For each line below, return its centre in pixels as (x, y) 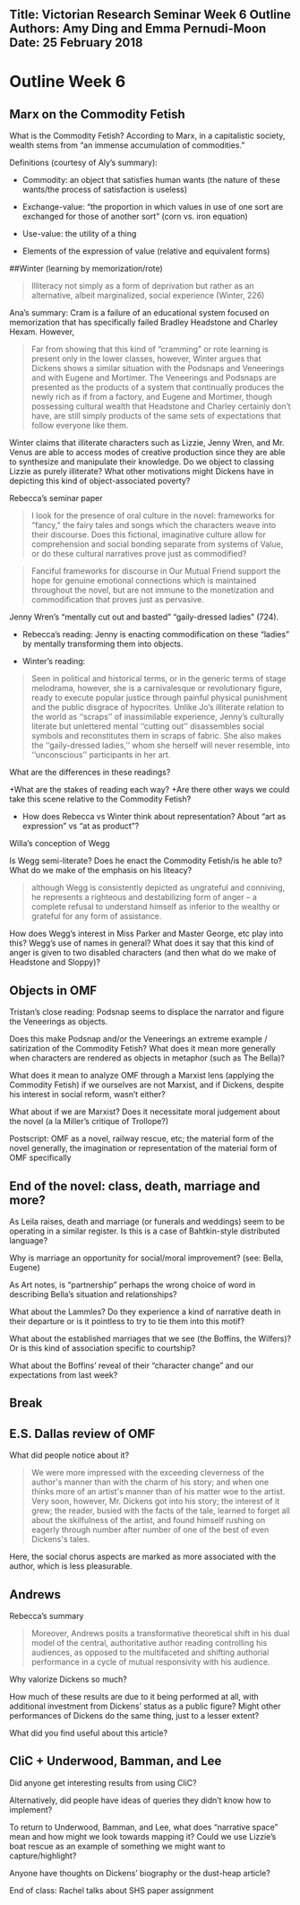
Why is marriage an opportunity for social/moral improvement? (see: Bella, (146, 1258)
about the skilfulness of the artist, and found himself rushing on (148, 1520)
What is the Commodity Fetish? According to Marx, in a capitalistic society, (147, 136)
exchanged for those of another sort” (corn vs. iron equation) (135, 216)
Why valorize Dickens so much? (68, 1679)
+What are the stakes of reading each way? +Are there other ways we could (150, 790)
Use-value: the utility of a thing (79, 234)
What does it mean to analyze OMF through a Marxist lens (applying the (142, 1076)
